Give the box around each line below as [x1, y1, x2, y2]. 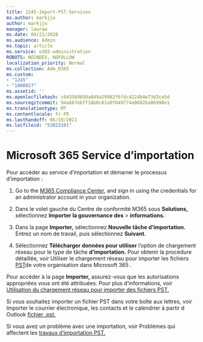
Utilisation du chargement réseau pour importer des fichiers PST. [6, 286, 169, 293]
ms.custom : [6, 71, 34, 77]
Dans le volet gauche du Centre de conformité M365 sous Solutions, [15, 205, 188, 213]
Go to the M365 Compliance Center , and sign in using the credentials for [15, 187, 197, 194]
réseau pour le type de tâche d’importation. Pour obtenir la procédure [15, 248, 192, 256]
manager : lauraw [6, 26, 47, 32]
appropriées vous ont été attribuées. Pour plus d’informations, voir [6, 280, 173, 287]
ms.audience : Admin [6, 37, 56, 43]
